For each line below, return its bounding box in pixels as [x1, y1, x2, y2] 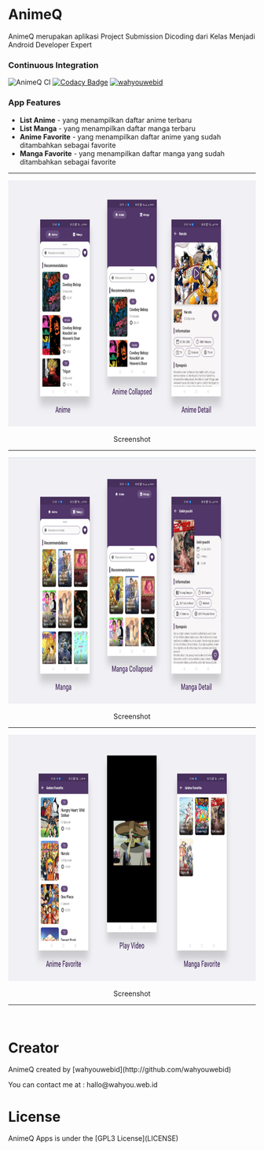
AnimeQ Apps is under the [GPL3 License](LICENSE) [8, 1134, 179, 1143]
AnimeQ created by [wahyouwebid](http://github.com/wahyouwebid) [8, 1065, 232, 1075]
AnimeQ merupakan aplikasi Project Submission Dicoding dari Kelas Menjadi [8, 32, 255, 41]
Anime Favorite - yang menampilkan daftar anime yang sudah [19, 132, 222, 141]
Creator [8, 1038, 60, 1056]
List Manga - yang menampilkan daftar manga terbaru [19, 124, 196, 133]
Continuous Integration [8, 59, 99, 70]
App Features [8, 97, 61, 108]
